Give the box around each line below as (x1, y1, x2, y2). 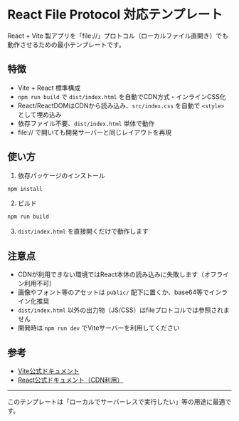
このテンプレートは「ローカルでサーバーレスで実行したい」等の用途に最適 (7, 397, 225, 406)
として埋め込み (17, 110, 62, 118)
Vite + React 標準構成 (17, 83, 81, 92)
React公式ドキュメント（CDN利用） (17, 375, 124, 384)
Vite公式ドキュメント (17, 366, 80, 375)
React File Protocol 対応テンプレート (7, 6, 223, 23)
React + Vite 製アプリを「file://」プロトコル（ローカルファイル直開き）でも (7, 31, 229, 40)
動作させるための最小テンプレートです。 (7, 40, 126, 48)
